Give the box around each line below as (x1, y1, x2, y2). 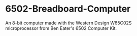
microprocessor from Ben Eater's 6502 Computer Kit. (5, 25, 117, 31)
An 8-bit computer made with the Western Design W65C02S (5, 20, 132, 26)
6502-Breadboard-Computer (5, 3, 131, 15)
